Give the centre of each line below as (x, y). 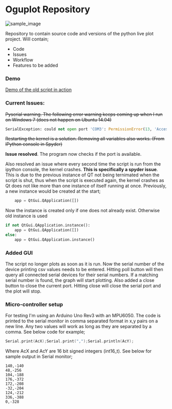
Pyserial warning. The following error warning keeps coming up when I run (84, 114)
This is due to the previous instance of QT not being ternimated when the (82, 175)
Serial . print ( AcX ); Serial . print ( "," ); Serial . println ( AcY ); (70, 341)
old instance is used (26, 216)
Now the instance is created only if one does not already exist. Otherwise (83, 211)
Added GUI (19, 253)
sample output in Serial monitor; (39, 357)
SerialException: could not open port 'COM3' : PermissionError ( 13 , (79, 129)
